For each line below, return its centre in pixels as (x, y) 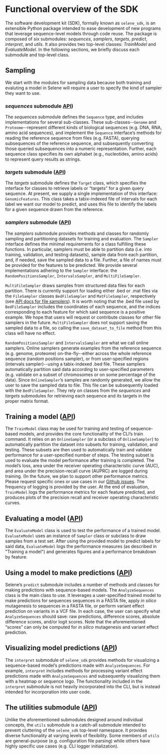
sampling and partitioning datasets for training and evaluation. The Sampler (82, 238)
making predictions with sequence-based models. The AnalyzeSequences (80, 590)
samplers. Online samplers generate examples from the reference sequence (83, 348)
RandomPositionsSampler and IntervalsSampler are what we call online (77, 343)
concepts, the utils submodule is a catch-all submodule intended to (76, 725)
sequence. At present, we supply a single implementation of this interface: (82, 193)
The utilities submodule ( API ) (51, 707)
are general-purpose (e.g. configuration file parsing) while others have (78, 741)
